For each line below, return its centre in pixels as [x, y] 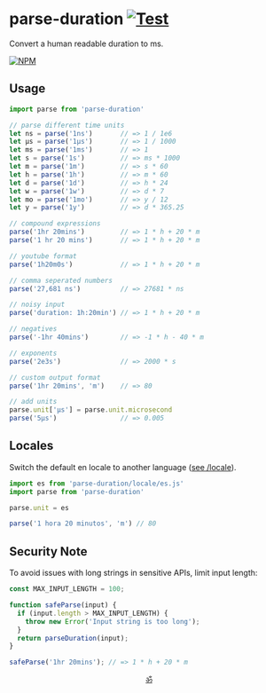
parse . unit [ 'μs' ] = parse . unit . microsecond [91, 410]
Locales [31, 446]
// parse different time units [67, 125]
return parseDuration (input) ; [73, 638]
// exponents [33, 353]
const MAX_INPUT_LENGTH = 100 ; [67, 589]
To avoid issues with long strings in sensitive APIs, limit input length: [133, 573]
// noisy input [37, 305]
